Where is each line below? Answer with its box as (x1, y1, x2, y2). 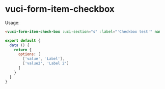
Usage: (5, 20, 20, 26)
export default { (5, 38, 41, 43)
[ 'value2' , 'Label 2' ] (23, 61, 69, 66)
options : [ (18, 52, 41, 57)
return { (14, 47, 32, 52)
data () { (9, 43, 29, 48)
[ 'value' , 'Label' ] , (23, 57, 65, 61)
